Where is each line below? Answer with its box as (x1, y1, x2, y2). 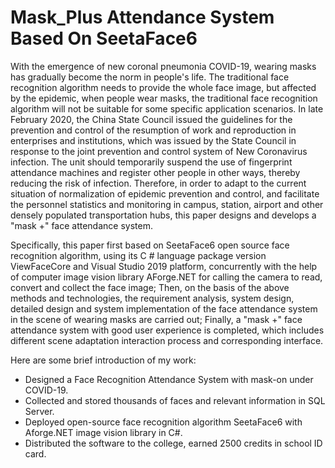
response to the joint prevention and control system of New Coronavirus (10, 145, 308, 157)
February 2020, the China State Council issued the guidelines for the (10, 113, 293, 125)
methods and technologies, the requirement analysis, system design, (10, 292, 295, 304)
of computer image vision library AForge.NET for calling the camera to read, (10, 271, 323, 283)
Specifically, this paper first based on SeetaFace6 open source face (10, 239, 290, 251)
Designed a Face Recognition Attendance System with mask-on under (24, 373, 314, 385)
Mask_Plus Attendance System (10, 6, 275, 29)
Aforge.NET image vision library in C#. (24, 426, 183, 438)
